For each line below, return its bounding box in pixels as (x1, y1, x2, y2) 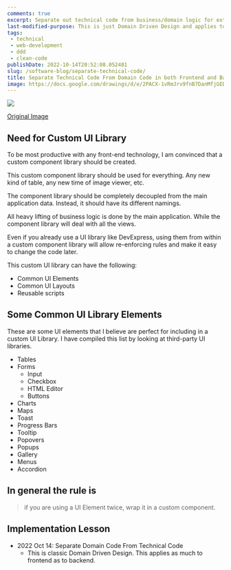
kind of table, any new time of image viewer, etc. (7, 178, 144, 187)
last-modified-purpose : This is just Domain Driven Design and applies (7, 23, 217, 30)
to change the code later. (7, 248, 78, 256)
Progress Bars (16, 421, 58, 429)
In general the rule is (7, 485, 96, 496)
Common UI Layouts (16, 282, 76, 290)
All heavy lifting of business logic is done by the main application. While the (7, 213, 221, 221)
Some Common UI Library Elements (7, 309, 162, 321)
